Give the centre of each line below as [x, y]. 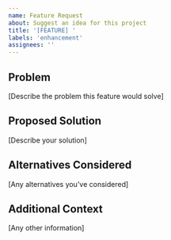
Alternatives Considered [70, 165]
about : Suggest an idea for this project [78, 23]
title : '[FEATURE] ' [42, 30]
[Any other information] [46, 228]
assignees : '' [32, 45]
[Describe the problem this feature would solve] [86, 96]
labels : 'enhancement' [46, 38]
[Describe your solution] [47, 140]
